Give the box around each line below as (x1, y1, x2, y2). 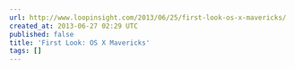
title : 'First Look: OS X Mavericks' (9, 38, 151, 47)
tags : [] (9, 47, 42, 56)
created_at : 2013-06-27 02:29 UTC (9, 22, 139, 30)
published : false (9, 30, 74, 39)
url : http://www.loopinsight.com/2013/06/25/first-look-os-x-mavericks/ (9, 13, 287, 22)
